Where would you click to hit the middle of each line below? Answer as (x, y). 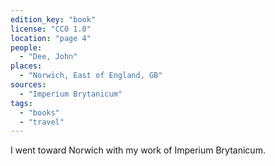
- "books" (39, 112)
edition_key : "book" (53, 19)
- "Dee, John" (48, 57)
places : (26, 66)
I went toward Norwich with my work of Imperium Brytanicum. (138, 150)
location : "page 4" (51, 38)
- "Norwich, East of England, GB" (91, 76)
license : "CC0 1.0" (51, 29)
